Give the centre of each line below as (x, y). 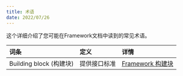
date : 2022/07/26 (28, 17)
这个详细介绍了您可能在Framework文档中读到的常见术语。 (78, 35)
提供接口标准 (98, 63)
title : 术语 (20, 12)
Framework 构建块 (147, 63)
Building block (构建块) (42, 63)
